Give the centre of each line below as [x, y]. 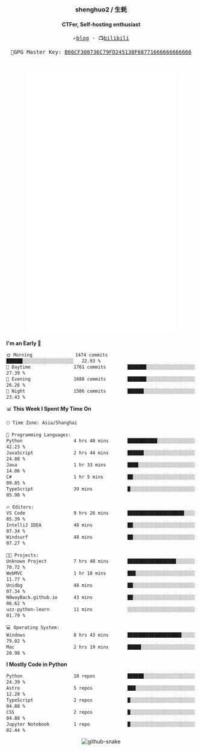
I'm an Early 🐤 [24, 343]
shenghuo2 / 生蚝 [101, 9]
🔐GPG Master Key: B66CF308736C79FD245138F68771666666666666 [101, 52]
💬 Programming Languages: [39, 435]
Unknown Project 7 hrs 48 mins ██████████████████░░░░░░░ [101, 561]
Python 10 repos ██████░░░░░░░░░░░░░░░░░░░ [101, 676]
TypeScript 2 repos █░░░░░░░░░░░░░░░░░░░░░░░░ [101, 700]
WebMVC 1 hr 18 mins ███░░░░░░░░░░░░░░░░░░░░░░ [101, 573]
